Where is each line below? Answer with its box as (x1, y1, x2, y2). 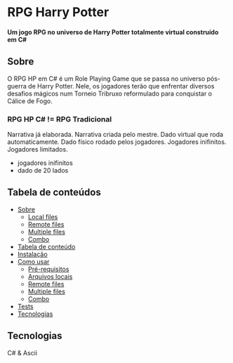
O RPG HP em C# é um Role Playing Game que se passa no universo (7, 74, 206, 83)
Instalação (17, 250, 48, 258)
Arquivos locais (27, 272, 73, 281)
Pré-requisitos (27, 265, 69, 273)
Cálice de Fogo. (7, 96, 53, 105)
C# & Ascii (7, 348, 37, 357)
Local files (27, 212, 58, 221)
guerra (7, 81, 27, 90)
